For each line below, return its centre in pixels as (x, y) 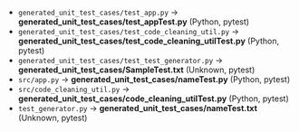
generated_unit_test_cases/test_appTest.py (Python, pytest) (134, 22)
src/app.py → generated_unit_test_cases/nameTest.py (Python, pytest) (154, 79)
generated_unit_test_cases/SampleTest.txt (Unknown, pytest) (136, 70)
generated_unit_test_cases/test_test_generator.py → (121, 60)
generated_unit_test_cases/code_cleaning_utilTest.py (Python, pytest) (153, 99)
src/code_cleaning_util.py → (74, 89)
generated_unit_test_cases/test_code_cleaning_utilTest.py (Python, (148, 41)
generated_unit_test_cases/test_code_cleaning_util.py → (129, 31)
